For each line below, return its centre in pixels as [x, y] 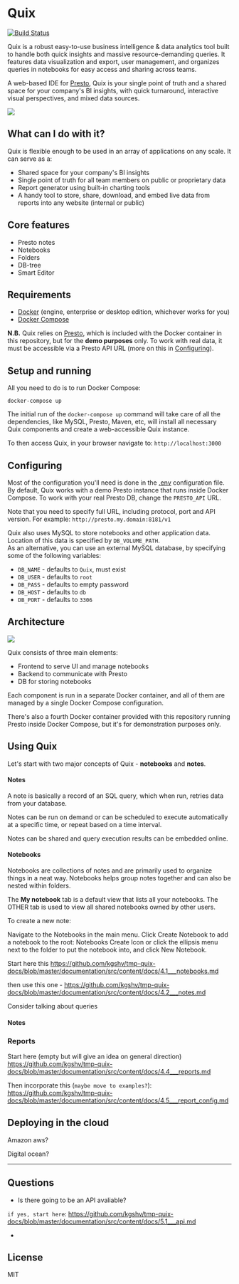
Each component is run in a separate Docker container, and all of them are [116, 695]
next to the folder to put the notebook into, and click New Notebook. [107, 950]
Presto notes [36, 242]
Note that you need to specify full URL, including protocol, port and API [111, 511]
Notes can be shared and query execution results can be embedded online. [118, 838]
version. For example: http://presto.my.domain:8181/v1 [89, 519]
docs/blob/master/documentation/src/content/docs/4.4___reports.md [109, 1071]
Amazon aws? [28, 1140]
